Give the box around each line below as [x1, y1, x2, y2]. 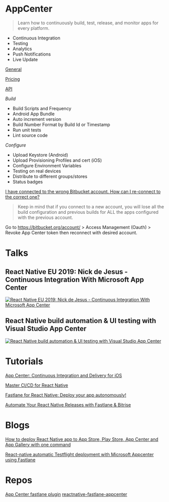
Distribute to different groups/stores [12, 173, 87, 179]
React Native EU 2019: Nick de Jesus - [5, 267, 128, 276]
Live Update [12, 56, 38, 62]
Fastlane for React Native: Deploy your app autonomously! [5, 392, 127, 398]
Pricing [5, 76, 20, 82]
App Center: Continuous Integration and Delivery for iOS [5, 372, 122, 378]
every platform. [17, 25, 49, 31]
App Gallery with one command [5, 441, 71, 447]
